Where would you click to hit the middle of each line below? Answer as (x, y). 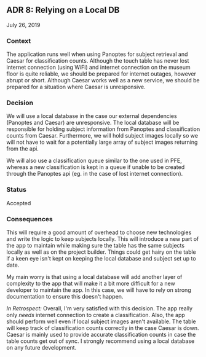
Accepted (19, 203)
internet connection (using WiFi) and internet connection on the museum (98, 68)
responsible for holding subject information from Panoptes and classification (103, 129)
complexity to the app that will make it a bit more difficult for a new (91, 283)
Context (19, 41)
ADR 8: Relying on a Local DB (63, 10)
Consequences (30, 219)
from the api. (22, 149)
